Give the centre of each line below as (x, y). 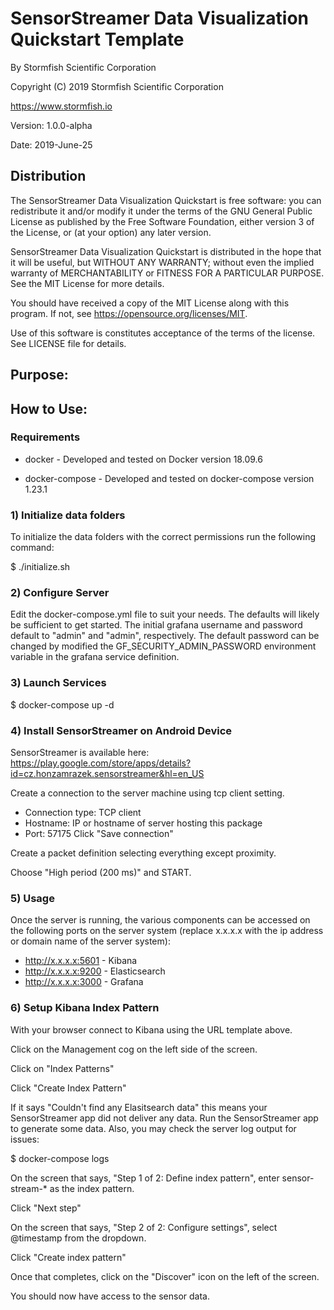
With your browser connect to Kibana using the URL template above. (151, 1029)
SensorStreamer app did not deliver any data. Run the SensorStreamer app (164, 1118)
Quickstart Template (97, 39)
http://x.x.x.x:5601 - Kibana (81, 961)
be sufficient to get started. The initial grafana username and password (156, 625)
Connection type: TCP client (83, 813)
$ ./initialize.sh (40, 567)
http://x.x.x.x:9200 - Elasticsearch (95, 971)
